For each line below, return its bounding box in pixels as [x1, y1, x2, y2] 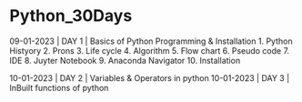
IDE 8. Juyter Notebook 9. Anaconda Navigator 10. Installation [9, 55, 241, 66]
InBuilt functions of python [9, 82, 109, 93]
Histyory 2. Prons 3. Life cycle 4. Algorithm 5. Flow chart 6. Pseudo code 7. [9, 45, 289, 56]
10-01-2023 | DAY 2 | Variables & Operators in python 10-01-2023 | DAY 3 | [9, 72, 290, 83]
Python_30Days [9, 5, 133, 26]
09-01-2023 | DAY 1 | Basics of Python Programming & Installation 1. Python [9, 36, 293, 46]
